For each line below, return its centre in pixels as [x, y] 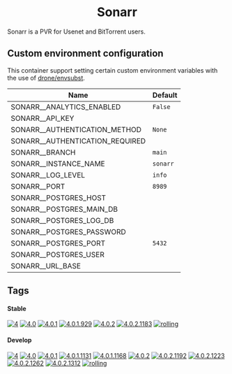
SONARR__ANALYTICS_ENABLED [66, 107]
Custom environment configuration [85, 53]
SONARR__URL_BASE [46, 266]
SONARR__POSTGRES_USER [57, 254]
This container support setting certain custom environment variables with [113, 70]
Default [165, 95]
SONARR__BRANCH [43, 152]
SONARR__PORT [38, 186]
